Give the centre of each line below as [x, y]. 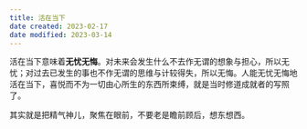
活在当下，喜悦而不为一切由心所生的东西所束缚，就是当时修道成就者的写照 [149, 84]
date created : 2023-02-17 [58, 26]
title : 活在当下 [37, 18]
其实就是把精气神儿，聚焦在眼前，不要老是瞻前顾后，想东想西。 [129, 115]
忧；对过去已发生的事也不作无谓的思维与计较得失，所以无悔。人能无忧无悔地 [153, 73]
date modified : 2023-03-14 [61, 35]
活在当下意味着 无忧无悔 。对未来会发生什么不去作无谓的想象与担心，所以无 [149, 62]
